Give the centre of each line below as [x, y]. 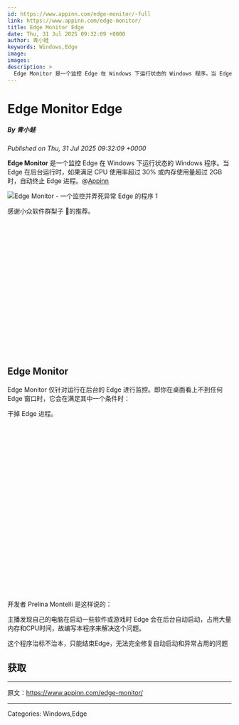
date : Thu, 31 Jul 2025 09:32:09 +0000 [67, 34]
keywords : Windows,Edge [43, 47]
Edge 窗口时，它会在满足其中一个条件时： [69, 398]
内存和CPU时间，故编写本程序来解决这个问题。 [76, 628]
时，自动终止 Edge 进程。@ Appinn [58, 181]
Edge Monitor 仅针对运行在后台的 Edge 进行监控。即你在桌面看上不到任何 [115, 390]
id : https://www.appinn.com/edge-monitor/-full [79, 14]
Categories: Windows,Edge [47, 714]
